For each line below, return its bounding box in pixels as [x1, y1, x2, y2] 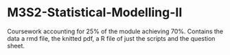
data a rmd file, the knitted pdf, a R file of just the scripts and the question [7, 34, 216, 42]
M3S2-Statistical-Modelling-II [7, 5, 183, 20]
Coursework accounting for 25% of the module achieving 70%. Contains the [7, 27, 224, 35]
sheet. [7, 41, 25, 50]
